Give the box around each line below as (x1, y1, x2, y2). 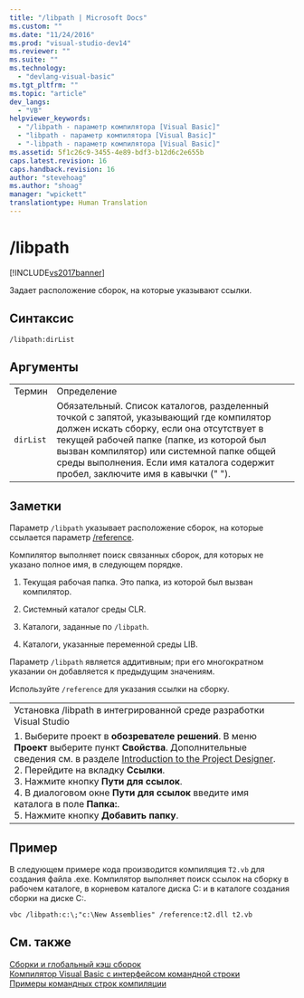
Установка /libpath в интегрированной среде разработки (14, 704, 265, 717)
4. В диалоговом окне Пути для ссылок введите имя (14, 786, 249, 799)
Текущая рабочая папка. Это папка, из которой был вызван (22, 576, 253, 588)
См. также (9, 935, 72, 950)
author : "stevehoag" (9, 173, 88, 182)
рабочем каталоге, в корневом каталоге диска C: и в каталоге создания (9, 883, 290, 894)
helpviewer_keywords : (9, 114, 91, 123)
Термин (14, 385, 48, 398)
